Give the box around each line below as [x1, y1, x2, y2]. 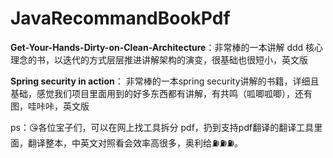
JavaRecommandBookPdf [10, 7, 231, 30]
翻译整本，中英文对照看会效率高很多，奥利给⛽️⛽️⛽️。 [27, 137, 243, 149]
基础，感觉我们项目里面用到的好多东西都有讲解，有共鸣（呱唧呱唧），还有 [10, 87, 313, 99]
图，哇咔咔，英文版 [10, 100, 90, 112]
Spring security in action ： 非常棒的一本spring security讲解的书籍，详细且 [10, 75, 320, 87]
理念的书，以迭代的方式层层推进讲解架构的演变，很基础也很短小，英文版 [10, 53, 308, 66]
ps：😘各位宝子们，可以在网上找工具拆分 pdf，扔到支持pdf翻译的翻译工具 [10, 121, 315, 133]
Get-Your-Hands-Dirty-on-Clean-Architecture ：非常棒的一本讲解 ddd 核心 [10, 41, 324, 53]
